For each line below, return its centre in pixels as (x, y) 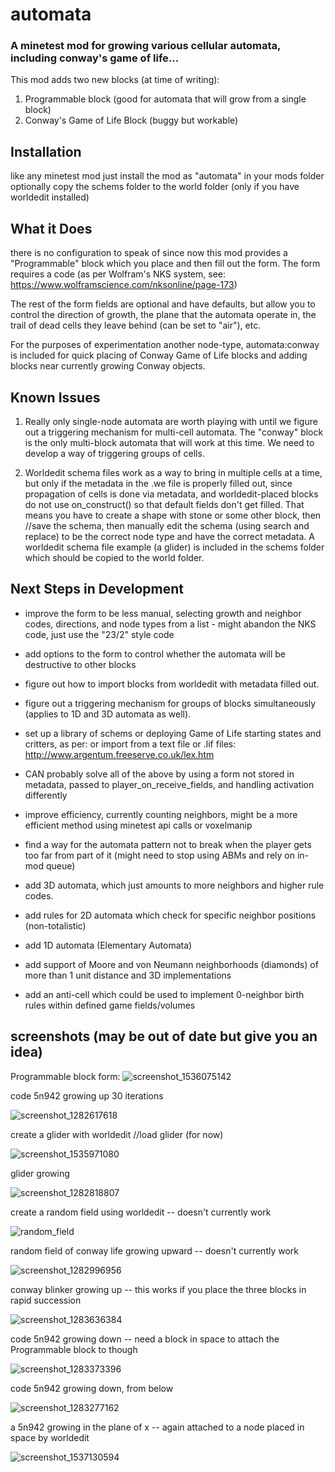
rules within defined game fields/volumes (110, 1005)
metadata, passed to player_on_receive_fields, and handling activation (169, 784)
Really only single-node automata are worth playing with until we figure (171, 421)
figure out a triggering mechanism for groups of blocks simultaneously (170, 703)
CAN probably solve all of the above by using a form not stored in (159, 774)
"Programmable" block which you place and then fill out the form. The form (165, 264)
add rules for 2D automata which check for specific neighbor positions (170, 915)
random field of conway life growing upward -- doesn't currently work (155, 1250)
